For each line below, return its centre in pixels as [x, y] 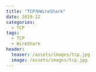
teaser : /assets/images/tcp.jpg [51, 55]
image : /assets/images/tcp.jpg [49, 60]
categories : [20, 22]
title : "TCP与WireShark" [36, 11]
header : [16, 49]
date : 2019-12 [23, 17]
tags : [13, 33]
